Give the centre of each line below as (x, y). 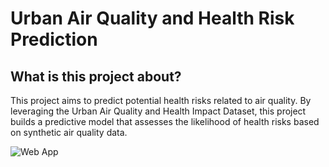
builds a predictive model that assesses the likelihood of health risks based (165, 121)
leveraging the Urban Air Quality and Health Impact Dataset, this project (158, 111)
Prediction (54, 39)
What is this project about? (96, 76)
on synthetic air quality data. (69, 132)
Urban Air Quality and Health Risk (152, 18)
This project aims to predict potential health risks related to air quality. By (161, 100)
